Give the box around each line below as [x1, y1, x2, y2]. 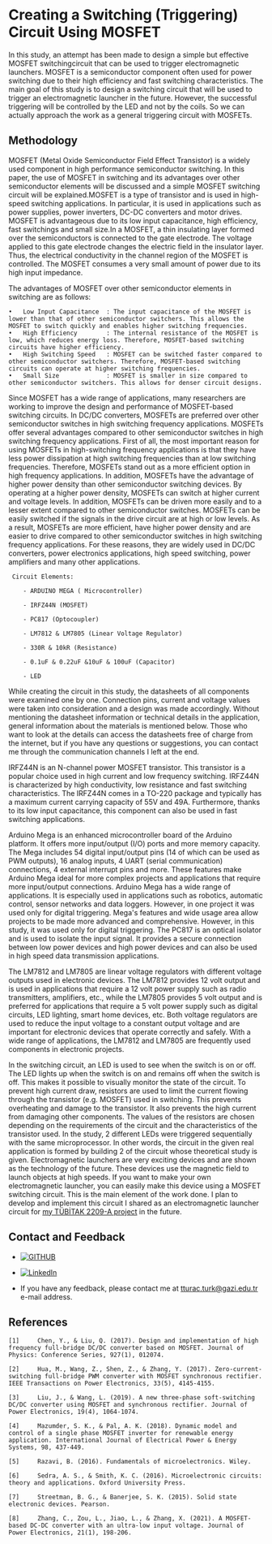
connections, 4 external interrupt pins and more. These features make [8, 864, 242, 874]
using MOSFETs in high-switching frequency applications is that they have [8, 444, 257, 454]
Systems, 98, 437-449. [8, 1443, 85, 1451]
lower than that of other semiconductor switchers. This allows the [8, 314, 244, 322]
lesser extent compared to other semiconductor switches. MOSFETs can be [8, 505, 261, 515]
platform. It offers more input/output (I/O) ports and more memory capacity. [8, 838, 261, 848]
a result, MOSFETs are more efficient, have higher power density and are [8, 522, 251, 532]
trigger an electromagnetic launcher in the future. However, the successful [8, 93, 257, 102]
